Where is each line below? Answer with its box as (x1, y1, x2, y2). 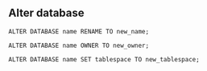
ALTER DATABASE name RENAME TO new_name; (8, 27, 150, 35)
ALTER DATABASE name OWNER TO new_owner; (8, 41, 150, 49)
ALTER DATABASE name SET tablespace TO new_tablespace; (8, 55, 200, 63)
